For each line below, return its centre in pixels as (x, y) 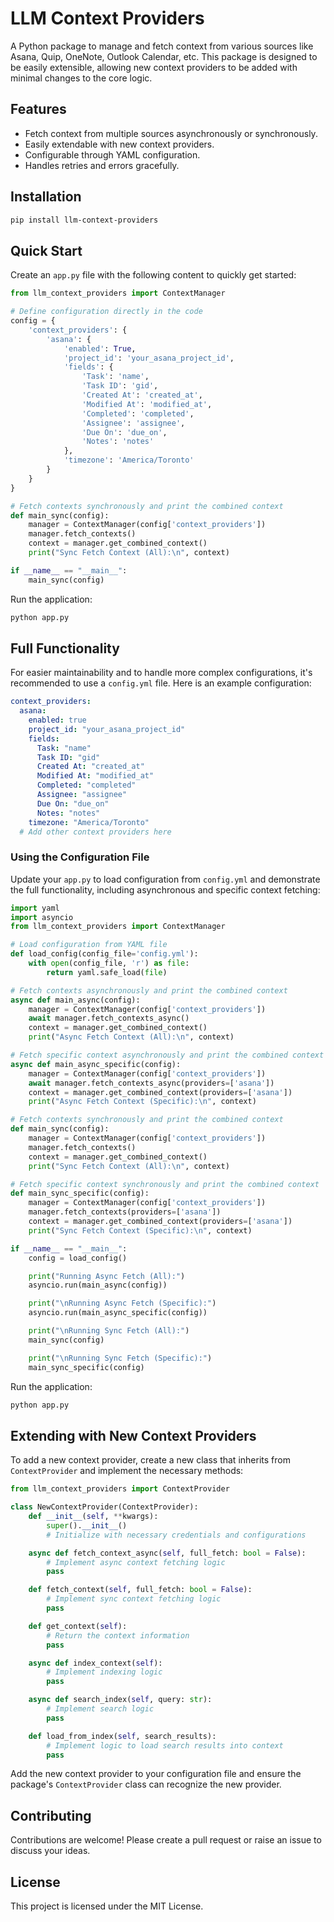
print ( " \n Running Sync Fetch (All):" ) (109, 1331)
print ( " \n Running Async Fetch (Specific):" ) (122, 1303)
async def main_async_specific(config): (96, 1064)
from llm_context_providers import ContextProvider (120, 1489)
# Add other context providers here (95, 832)
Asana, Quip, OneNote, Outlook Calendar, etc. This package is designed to (164, 56)
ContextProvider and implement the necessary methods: (127, 1471)
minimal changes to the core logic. (81, 78)
